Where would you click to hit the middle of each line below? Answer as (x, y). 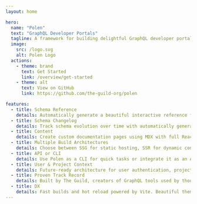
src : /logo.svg (35, 50)
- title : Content (32, 131)
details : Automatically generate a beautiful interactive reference (102, 115)
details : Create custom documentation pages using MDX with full (98, 137)
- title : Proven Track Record (48, 175)
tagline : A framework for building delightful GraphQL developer (93, 39)
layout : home (21, 11)
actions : (21, 60)
